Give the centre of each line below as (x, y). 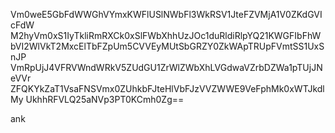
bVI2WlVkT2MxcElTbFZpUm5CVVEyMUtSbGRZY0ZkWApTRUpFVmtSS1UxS (167, 46)
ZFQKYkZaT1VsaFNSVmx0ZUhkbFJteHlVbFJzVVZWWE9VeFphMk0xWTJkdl (167, 88)
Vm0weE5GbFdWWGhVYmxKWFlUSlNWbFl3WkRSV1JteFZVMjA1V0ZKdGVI (166, 14)
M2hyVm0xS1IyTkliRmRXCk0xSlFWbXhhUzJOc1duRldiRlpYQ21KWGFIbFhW (166, 35)
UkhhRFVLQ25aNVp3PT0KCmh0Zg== (105, 99)
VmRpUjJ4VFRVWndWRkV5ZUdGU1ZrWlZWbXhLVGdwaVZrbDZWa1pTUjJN (166, 67)
